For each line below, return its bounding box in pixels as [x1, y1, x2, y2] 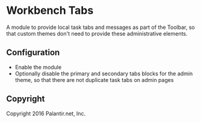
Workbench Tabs [6, 4, 94, 17]
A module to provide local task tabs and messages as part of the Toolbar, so [6, 24, 195, 31]
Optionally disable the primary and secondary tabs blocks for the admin [14, 70, 193, 77]
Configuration [6, 48, 60, 58]
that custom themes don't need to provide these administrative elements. [6, 30, 188, 37]
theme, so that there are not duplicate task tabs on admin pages [14, 76, 174, 83]
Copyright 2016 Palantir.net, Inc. [6, 110, 86, 117]
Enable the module [14, 63, 62, 71]
